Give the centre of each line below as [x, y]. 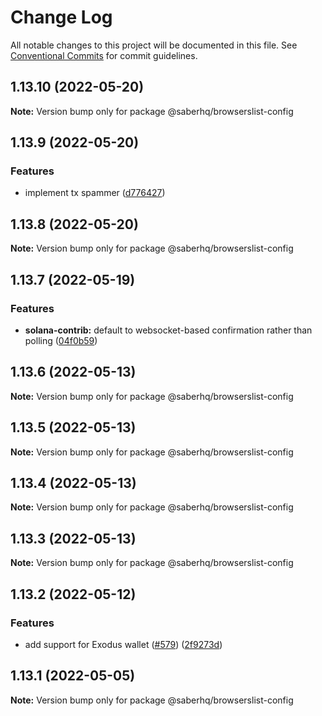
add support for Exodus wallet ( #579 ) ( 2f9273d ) [123, 644]
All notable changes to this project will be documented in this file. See [154, 45]
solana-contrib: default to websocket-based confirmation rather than [168, 330]
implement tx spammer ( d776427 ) [95, 193]
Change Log [61, 17]
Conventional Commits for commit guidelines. [104, 55]
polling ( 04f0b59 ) [61, 340]
